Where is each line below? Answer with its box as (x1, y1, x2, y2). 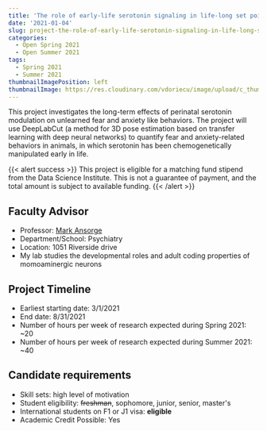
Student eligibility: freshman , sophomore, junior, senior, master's (19, 398, 231, 407)
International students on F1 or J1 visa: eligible (19, 406, 172, 416)
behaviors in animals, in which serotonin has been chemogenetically (8, 140, 232, 151)
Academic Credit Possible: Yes (19, 414, 121, 425)
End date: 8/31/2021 (19, 312, 86, 321)
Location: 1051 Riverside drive (19, 243, 118, 252)
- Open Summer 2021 (15, 48, 80, 56)
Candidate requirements (8, 368, 132, 382)
